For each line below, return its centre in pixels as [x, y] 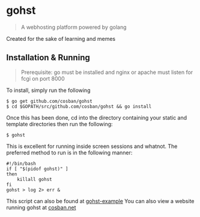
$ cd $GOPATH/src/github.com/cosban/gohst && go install [79, 106]
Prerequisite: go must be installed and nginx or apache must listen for [107, 72]
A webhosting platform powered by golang [74, 27]
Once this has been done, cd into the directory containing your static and [97, 117]
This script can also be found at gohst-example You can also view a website [100, 201]
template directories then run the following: [59, 124]
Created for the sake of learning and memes [61, 38]
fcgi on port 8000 [43, 78]
